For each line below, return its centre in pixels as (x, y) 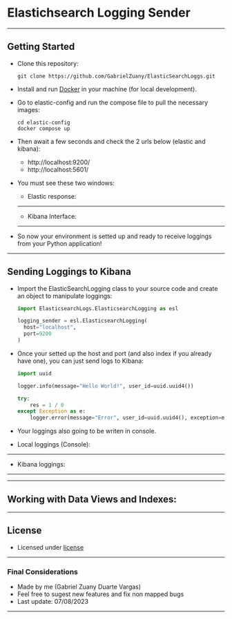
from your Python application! (59, 243)
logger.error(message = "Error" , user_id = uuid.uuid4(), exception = (126, 418)
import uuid (34, 373)
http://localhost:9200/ (59, 162)
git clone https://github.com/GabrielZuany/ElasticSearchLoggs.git (116, 76)
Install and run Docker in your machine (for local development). (107, 89)
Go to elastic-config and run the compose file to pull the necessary (113, 102)
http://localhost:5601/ (58, 169)
